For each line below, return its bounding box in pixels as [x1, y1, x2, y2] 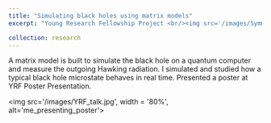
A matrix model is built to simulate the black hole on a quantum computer [8, 55, 252, 65]
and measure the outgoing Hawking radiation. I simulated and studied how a [8, 64, 261, 74]
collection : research [8, 34, 81, 42]
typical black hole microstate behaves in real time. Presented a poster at [8, 73, 248, 83]
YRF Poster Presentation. [8, 81, 92, 91]
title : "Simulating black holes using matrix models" [8, 11, 194, 20]
